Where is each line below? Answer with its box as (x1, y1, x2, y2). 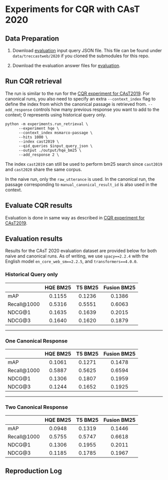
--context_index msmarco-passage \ (18, 130, 93, 135)
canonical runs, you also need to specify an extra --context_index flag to (5, 95, 156, 101)
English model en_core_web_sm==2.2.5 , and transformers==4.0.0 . (5, 259, 138, 265)
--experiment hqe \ (18, 126, 59, 131)
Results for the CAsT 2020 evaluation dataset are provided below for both (5, 248, 157, 254)
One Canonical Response (5, 337, 68, 344)
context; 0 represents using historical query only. (5, 111, 106, 117)
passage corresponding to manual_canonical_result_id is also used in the (5, 181, 157, 187)
